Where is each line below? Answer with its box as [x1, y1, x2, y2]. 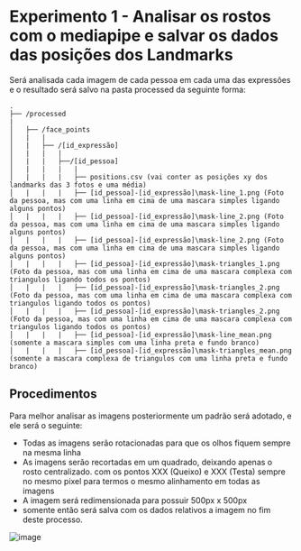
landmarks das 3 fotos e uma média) [9, 180, 147, 189]
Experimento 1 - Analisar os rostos [9, 6, 272, 27]
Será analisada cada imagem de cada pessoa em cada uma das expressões [9, 74, 291, 85]
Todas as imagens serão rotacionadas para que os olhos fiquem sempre [22, 437, 291, 448]
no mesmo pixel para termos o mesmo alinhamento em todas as [22, 475, 260, 486]
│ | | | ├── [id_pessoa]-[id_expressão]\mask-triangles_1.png [9, 259, 280, 268]
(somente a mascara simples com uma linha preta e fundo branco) [9, 338, 260, 347]
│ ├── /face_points [9, 124, 91, 134]
